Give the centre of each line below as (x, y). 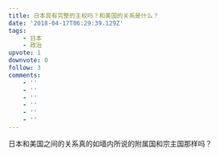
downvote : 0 (28, 61)
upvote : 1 (25, 53)
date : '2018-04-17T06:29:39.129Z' (66, 23)
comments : (25, 75)
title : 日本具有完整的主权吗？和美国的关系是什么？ (83, 16)
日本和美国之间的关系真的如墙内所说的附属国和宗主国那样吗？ (110, 143)
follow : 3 (25, 68)
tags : (17, 30)
